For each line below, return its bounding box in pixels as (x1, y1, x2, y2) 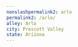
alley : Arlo (6, 20, 37, 26)
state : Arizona (6, 32, 45, 38)
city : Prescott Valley (6, 26, 64, 32)
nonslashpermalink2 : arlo (6, 9, 72, 15)
